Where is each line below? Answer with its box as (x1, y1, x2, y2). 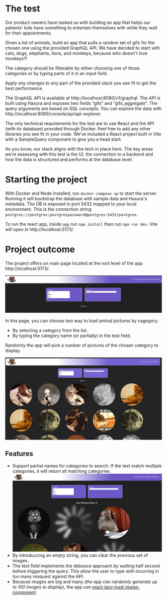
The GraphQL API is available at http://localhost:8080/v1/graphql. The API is (5, 95, 161, 101)
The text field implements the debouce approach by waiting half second (12, 563, 160, 569)
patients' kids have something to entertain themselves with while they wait (5, 24, 158, 30)
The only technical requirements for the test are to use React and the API (5, 120, 155, 126)
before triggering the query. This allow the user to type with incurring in (12, 568, 159, 574)
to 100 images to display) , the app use (12, 584, 91, 590)
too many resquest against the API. (12, 573, 84, 579)
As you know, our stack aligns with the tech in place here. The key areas (5, 146, 153, 152)
